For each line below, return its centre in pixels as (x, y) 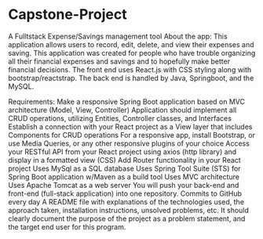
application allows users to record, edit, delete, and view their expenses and (131, 44)
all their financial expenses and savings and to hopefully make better (119, 61)
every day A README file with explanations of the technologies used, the (126, 201)
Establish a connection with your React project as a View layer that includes (130, 127)
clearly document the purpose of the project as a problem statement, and (127, 219)
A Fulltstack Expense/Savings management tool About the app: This (118, 36)
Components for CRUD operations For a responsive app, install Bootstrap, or (131, 134)
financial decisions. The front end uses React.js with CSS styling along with (130, 69)
